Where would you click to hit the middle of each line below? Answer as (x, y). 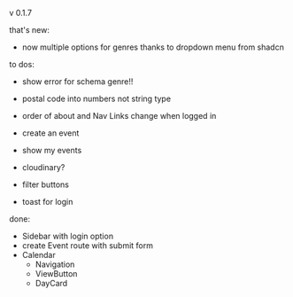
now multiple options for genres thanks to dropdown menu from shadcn (153, 47)
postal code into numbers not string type (96, 98)
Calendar (39, 255)
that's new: (30, 30)
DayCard (51, 283)
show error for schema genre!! (77, 82)
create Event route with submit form (87, 246)
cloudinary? (43, 167)
